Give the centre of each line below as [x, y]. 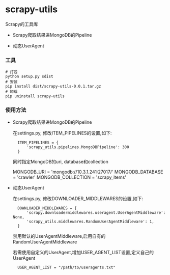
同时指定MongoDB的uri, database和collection [60, 161]
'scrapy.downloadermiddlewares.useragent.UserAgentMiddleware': [96, 212]
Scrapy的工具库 [22, 24]
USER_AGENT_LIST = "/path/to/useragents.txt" [66, 267]
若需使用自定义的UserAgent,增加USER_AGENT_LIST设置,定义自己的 [83, 252]
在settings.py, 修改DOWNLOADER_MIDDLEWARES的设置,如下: [78, 198]
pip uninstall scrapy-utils [35, 96]
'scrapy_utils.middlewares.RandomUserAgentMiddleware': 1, [90, 222]
